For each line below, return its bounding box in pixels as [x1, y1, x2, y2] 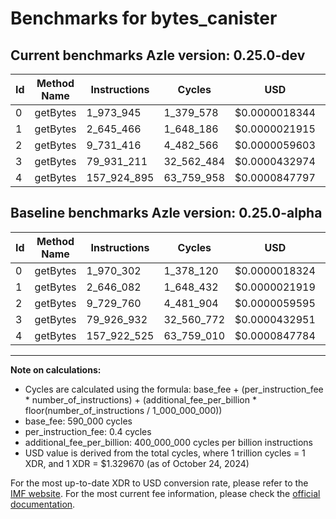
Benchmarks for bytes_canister [10, 7, 278, 30]
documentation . [10, 498, 76, 510]
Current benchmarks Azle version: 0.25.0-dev [10, 47, 306, 64]
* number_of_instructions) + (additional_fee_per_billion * [24, 393, 257, 406]
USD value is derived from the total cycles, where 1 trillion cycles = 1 [24, 447, 306, 459]
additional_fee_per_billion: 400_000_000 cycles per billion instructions [24, 436, 313, 448]
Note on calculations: [10, 363, 102, 376]
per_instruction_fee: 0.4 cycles [24, 425, 152, 437]
